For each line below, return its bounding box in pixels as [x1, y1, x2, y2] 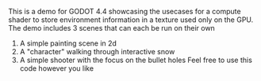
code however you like [19, 64, 94, 73]
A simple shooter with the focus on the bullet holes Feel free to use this [19, 55, 252, 64]
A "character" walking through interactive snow [19, 47, 175, 56]
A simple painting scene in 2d [19, 39, 117, 48]
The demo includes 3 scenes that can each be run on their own [8, 24, 216, 32]
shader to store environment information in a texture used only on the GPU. [8, 15, 254, 24]
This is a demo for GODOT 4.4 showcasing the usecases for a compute [8, 7, 241, 16]
